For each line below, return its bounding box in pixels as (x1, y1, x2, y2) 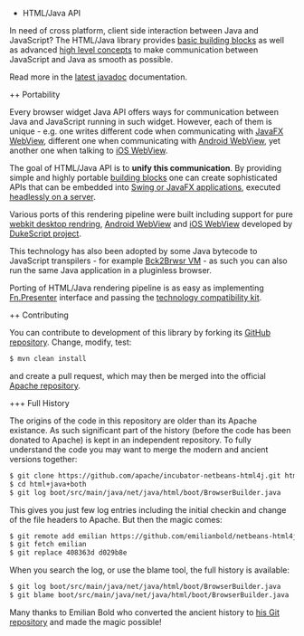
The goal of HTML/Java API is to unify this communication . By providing (9, 163, 282, 173)
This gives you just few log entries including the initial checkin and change (9, 504, 287, 515)
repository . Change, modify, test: (9, 337, 132, 347)
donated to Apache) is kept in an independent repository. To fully (9, 434, 252, 445)
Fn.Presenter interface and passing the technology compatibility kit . (9, 292, 262, 302)
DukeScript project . (9, 228, 81, 239)
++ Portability (9, 90, 61, 100)
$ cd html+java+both (9, 479, 88, 489)
